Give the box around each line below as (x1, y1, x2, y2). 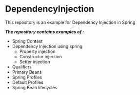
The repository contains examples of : (5, 29, 84, 34)
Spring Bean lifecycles (12, 84, 58, 90)
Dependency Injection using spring (12, 43, 83, 49)
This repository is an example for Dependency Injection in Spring (5, 19, 136, 25)
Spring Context (12, 38, 43, 44)
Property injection (19, 48, 56, 54)
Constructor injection (19, 53, 62, 59)
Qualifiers (12, 64, 32, 70)
